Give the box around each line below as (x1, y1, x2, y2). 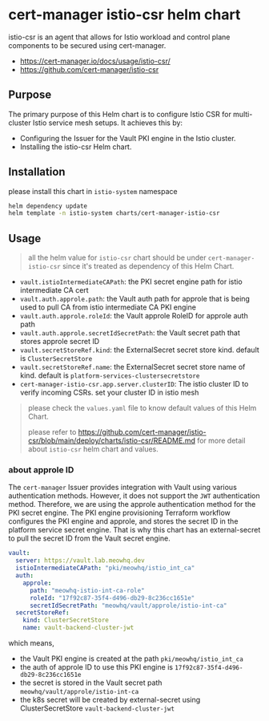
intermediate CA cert (19, 286, 90, 295)
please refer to (27, 427, 77, 437)
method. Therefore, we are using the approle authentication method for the (8, 500, 256, 509)
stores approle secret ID (19, 337, 100, 346)
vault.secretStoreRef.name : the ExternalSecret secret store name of (19, 363, 246, 372)
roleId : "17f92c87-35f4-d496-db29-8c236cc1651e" (29, 593, 195, 602)
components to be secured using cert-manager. (8, 40, 167, 50)
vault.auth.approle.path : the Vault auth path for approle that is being (19, 294, 251, 304)
